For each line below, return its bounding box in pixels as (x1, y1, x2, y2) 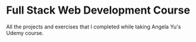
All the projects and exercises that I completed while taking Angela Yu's (6, 23, 181, 30)
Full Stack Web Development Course (6, 4, 191, 17)
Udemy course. (6, 29, 44, 36)
